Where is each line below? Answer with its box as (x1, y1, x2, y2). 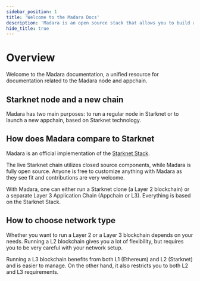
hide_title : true (6, 25, 49, 32)
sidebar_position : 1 (6, 8, 58, 15)
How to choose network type (6, 215, 116, 226)
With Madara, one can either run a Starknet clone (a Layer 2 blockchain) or (6, 186, 190, 193)
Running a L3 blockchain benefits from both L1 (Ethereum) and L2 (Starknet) (6, 255, 193, 263)
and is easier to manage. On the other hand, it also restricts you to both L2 (6, 262, 189, 269)
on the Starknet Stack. (6, 198, 61, 205)
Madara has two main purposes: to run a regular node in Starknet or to (6, 110, 179, 117)
